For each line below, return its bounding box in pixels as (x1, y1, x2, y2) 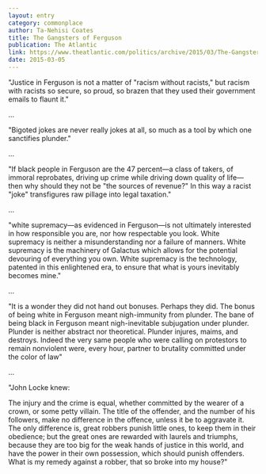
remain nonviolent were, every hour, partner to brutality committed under (8, 343, 247, 353)
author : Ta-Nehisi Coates (8, 26, 93, 34)
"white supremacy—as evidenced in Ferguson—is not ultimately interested (8, 220, 252, 230)
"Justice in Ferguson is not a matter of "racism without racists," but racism (8, 77, 250, 87)
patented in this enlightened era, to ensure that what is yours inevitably (8, 262, 240, 272)
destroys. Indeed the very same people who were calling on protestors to (8, 334, 247, 345)
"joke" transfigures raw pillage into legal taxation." (8, 189, 172, 199)
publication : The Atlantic (8, 41, 97, 49)
